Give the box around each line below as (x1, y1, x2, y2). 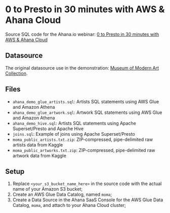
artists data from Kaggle (12, 141, 63, 148)
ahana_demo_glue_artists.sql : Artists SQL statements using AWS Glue (12, 98, 159, 105)
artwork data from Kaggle (12, 153, 67, 159)
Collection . (5, 70, 28, 76)
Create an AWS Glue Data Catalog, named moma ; (12, 192, 112, 198)
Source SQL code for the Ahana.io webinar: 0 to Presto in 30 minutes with (5, 31, 159, 37)
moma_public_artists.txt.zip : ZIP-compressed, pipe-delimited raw (12, 136, 153, 142)
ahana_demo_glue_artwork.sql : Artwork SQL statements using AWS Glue (12, 109, 162, 115)
